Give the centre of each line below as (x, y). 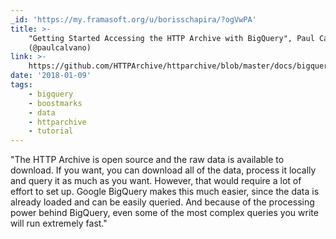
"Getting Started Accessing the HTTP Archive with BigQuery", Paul (171, 38)
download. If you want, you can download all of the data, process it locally (163, 170)
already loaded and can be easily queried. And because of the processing (162, 202)
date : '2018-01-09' (51, 76)
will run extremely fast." (59, 223)
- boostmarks (55, 103)
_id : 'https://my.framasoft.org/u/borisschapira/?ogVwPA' (133, 19)
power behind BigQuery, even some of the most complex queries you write (164, 213)
